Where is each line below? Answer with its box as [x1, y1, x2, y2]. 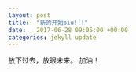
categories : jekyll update [8, 33, 97, 41]
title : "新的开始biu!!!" [8, 19, 89, 27]
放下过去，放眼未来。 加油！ [8, 56, 100, 65]
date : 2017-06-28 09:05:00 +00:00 [8, 26, 128, 34]
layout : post [8, 11, 51, 20]
